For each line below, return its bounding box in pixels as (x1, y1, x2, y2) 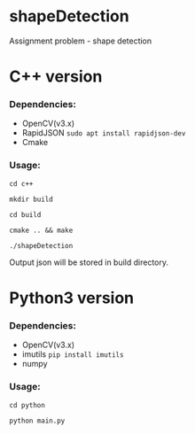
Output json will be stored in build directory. (9, 257, 169, 267)
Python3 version (9, 288, 135, 307)
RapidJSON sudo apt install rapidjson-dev (21, 128, 186, 138)
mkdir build (9, 195, 53, 204)
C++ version (9, 66, 103, 87)
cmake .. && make (9, 226, 74, 235)
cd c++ (9, 179, 34, 188)
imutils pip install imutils (21, 349, 124, 360)
